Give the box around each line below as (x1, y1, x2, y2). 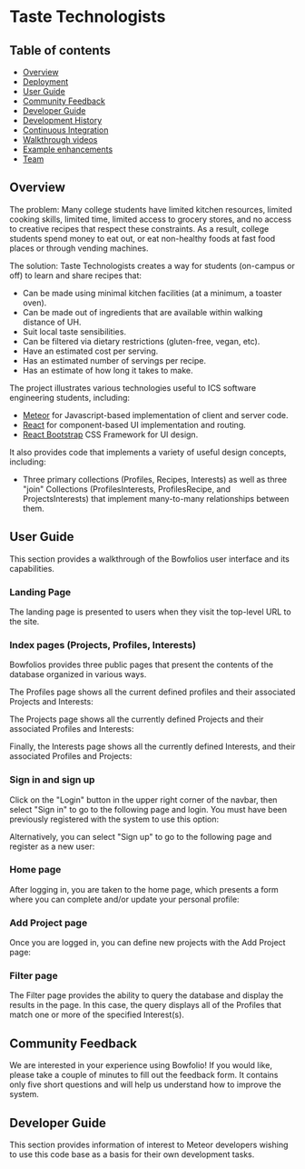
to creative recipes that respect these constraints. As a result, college (9, 223, 270, 234)
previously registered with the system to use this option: (9, 814, 220, 824)
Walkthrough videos (22, 135, 98, 145)
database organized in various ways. (9, 669, 147, 680)
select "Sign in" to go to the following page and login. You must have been (9, 804, 288, 814)
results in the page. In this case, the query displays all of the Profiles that (9, 1000, 281, 1011)
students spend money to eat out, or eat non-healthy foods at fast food (9, 233, 276, 244)
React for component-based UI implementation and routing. (22, 419, 247, 430)
